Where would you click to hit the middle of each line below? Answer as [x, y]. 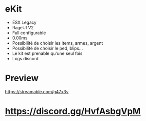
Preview [22, 78]
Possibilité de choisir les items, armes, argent [57, 43]
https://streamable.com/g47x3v [37, 91]
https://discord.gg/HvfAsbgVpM [73, 112]
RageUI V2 [23, 27]
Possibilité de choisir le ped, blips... [47, 48]
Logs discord [25, 58]
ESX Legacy [24, 22]
